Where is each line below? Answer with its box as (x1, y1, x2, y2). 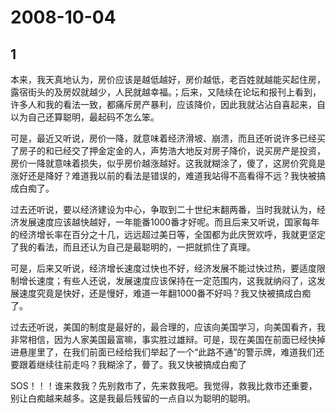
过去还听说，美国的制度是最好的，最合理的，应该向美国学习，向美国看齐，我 (10, 321, 326, 333)
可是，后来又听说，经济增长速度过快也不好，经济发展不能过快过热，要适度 (10, 262, 317, 274)
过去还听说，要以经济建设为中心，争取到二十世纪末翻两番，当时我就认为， (10, 204, 317, 215)
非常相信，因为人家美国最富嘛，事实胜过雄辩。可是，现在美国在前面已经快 (10, 334, 317, 345)
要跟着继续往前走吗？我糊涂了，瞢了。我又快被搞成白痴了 (10, 359, 247, 370)
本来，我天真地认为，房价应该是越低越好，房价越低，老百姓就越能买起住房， (10, 74, 326, 85)
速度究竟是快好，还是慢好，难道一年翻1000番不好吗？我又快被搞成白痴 (18, 287, 312, 299)
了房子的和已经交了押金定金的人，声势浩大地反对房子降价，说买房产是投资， (10, 145, 326, 156)
